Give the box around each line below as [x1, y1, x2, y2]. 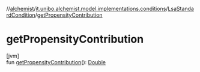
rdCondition [6, 11, 36, 19]
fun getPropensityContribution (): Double [6, 58, 106, 65]
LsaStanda [168, 5, 194, 12]
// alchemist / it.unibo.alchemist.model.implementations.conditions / [6, 5, 168, 12]
